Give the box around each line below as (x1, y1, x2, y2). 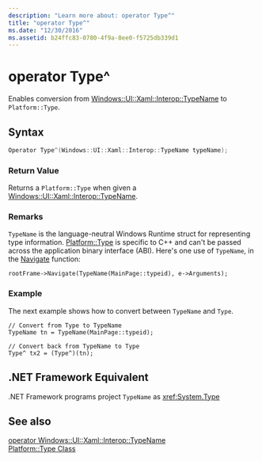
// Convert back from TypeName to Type (8, 342, 140, 350)
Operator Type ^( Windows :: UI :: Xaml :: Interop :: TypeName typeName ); (8, 147, 228, 154)
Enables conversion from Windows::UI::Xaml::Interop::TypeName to (8, 94, 227, 104)
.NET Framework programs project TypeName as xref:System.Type (8, 391, 220, 401)
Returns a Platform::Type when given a (8, 183, 137, 192)
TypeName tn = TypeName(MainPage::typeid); (8, 328, 154, 337)
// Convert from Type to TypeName (8, 322, 123, 330)
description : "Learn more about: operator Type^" (8, 11, 176, 20)
